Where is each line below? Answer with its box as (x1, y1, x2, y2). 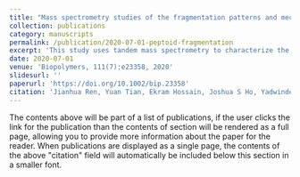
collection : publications (9, 21, 105, 30)
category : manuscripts (9, 29, 94, 38)
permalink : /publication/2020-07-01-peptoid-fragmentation (9, 37, 234, 47)
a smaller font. (9, 159, 62, 170)
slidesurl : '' (9, 71, 62, 80)
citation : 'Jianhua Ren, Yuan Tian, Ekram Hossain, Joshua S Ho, (9, 87, 257, 96)
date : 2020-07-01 (9, 54, 74, 63)
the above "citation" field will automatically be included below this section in (9, 149, 289, 160)
